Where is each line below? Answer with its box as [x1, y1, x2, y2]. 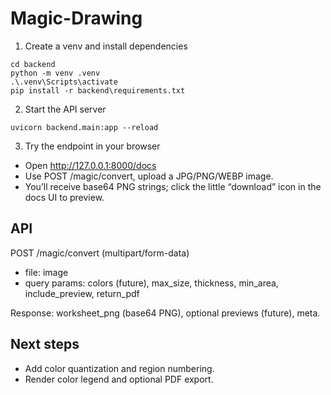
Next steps [10, 336, 80, 353]
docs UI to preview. [24, 191, 105, 203]
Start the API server [24, 103, 107, 115]
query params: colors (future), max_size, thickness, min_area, [24, 277, 279, 289]
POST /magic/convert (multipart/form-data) [10, 247, 190, 259]
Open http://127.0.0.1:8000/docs [24, 159, 157, 171]
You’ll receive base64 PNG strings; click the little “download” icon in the [24, 180, 322, 192]
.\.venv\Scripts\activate [10, 77, 118, 87]
